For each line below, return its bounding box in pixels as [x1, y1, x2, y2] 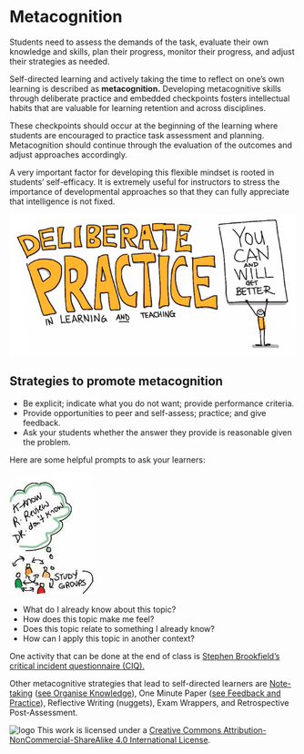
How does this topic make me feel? [22, 613, 155, 625]
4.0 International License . [115, 734, 211, 745]
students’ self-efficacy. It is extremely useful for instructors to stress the [9, 176, 280, 188]
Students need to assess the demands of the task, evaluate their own [9, 36, 269, 47]
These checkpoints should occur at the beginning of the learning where [9, 120, 279, 131]
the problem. [22, 436, 71, 447]
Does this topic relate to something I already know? [22, 623, 216, 634]
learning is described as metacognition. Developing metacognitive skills [9, 83, 282, 94]
